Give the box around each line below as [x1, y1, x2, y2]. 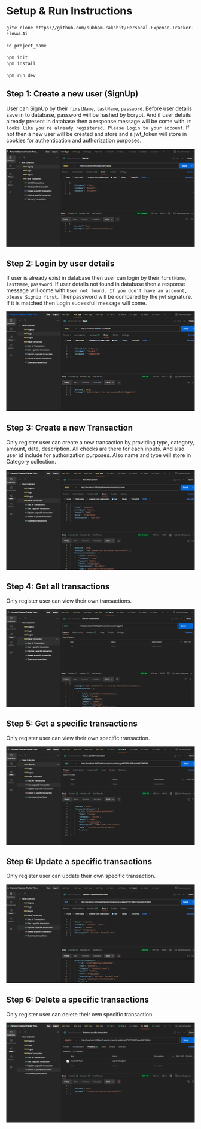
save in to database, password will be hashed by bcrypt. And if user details [6, 111, 191, 118]
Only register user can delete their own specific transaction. [6, 1010, 154, 1018]
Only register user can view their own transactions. [6, 597, 132, 604]
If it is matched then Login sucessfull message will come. [6, 299, 147, 307]
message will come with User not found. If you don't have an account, [6, 287, 187, 294]
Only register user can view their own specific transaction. [6, 734, 150, 741]
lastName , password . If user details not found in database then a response [6, 280, 185, 288]
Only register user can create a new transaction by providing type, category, [6, 438, 194, 446]
